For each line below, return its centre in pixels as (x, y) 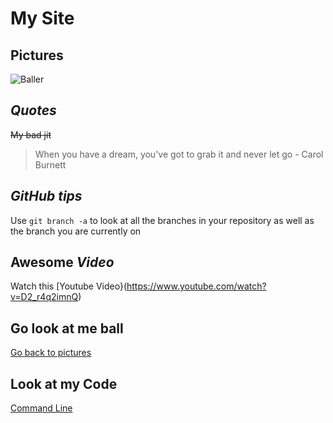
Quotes (33, 110)
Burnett (50, 164)
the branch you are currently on (76, 231)
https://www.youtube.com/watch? (196, 286)
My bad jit (31, 134)
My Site (42, 18)
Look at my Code (64, 383)
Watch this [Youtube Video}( (69, 286)
